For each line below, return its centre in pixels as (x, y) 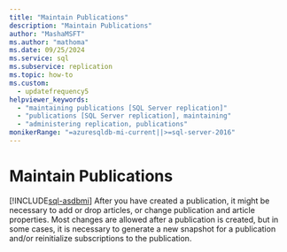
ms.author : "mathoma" (49, 42)
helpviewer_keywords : (49, 99)
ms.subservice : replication (61, 67)
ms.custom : (29, 83)
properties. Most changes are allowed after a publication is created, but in (144, 219)
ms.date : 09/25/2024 (47, 50)
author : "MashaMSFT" (47, 34)
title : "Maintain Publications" (69, 17)
